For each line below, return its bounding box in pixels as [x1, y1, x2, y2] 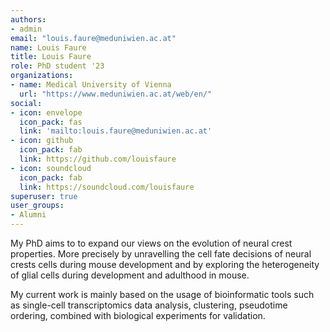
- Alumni [10, 210, 47, 220]
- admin [10, 24, 43, 34]
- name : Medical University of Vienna [10, 80, 172, 90]
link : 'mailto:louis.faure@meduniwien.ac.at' [19, 126, 213, 136]
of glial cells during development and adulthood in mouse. [10, 269, 250, 281]
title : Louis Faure [10, 52, 92, 62]
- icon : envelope [10, 107, 83, 118]
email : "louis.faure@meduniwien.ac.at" [10, 33, 177, 43]
